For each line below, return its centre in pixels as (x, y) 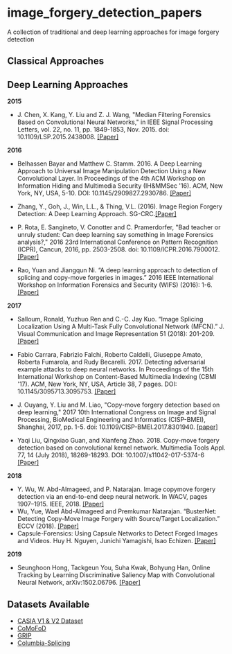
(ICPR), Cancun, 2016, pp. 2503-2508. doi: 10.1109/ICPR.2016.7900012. (118, 249)
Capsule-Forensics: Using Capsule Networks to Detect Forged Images (117, 533)
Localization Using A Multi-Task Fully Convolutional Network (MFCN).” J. (121, 326)
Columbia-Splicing (44, 643)
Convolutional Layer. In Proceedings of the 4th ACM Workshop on (111, 179)
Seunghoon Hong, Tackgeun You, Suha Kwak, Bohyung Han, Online (114, 568)
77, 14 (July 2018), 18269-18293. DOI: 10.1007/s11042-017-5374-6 (111, 455)
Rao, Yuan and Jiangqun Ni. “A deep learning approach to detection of (117, 270)
